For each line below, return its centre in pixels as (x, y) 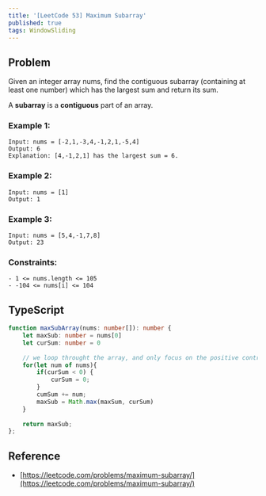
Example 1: (29, 126)
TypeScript (36, 310)
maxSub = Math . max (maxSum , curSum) (95, 402)
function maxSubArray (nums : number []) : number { (90, 328)
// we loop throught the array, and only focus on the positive (131, 357)
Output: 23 (26, 242)
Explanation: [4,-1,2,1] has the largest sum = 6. (93, 156)
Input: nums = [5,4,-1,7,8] (55, 236)
